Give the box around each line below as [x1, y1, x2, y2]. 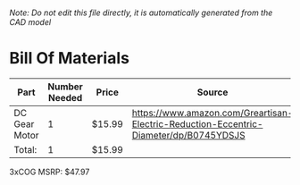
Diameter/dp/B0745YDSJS [131, 129, 246, 141]
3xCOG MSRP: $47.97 [9, 166, 90, 177]
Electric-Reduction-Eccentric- [131, 117, 263, 130]
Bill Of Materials [9, 47, 129, 68]
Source [196, 86, 229, 98]
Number [47, 80, 83, 93]
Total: [13, 143, 37, 156]
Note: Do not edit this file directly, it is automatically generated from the [9, 7, 273, 18]
